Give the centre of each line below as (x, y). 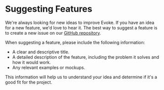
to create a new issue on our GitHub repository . (53, 33)
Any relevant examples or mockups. (49, 67)
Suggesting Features (49, 9)
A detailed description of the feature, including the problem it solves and (85, 57)
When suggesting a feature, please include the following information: (75, 42)
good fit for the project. (29, 82)
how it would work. (32, 62)
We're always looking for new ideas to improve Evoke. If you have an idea (80, 22)
